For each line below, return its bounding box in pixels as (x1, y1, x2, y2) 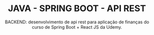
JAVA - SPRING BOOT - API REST (8, 3, 146, 14)
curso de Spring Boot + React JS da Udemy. (31, 24, 122, 30)
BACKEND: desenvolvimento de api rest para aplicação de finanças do (4, 19, 150, 25)
